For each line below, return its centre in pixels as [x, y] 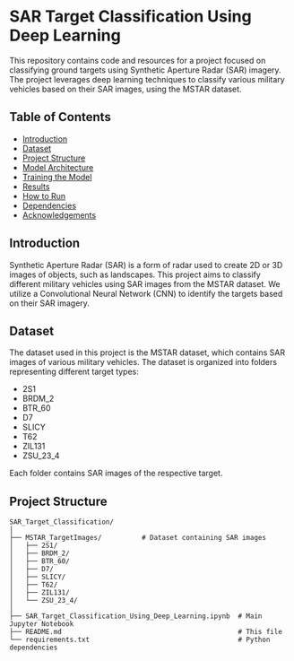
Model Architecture [58, 167]
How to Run [44, 196]
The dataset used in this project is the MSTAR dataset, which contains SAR [147, 352]
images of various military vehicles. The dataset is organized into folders [143, 362]
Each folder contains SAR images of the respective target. [116, 474]
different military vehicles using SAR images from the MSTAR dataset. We [145, 283]
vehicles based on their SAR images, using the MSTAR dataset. [125, 89]
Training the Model [57, 177]
